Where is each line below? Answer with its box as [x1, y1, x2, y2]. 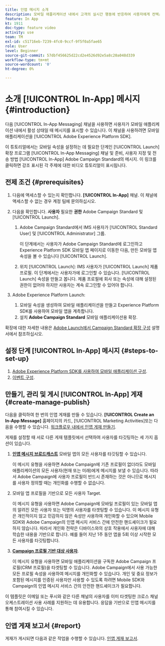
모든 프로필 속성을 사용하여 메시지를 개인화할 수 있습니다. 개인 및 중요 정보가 [12, 571, 158, 577]
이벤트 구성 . [12, 374, 35, 380]
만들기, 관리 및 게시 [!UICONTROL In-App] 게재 [5, 390, 143, 398]
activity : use [5, 30, 34, 35]
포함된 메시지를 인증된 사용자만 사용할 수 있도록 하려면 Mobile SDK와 [12, 577, 145, 583]
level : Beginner [5, 48, 38, 53]
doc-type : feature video [5, 26, 56, 30]
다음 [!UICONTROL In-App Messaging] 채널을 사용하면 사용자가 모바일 [5, 121, 143, 127]
